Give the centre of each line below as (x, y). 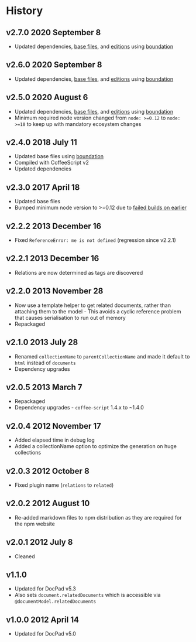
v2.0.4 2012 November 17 (54, 426)
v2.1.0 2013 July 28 (42, 342)
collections (28, 453)
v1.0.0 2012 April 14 (42, 619)
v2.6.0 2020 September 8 (54, 65)
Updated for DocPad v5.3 (45, 589)
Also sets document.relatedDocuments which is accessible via (87, 595)
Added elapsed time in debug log (54, 440)
